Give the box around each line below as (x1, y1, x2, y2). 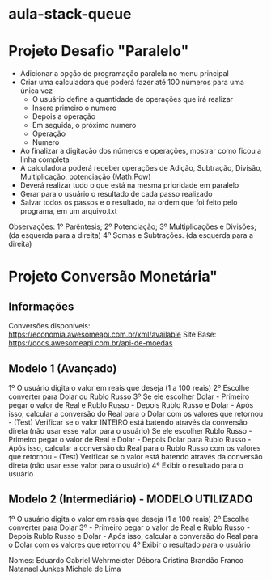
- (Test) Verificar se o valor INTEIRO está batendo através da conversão (8, 417, 248, 427)
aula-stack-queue (8, 5, 132, 23)
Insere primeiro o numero (32, 103, 117, 113)
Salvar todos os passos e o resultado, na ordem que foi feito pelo (19, 197, 238, 207)
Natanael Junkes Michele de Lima (8, 564, 121, 574)
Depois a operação (32, 112, 95, 121)
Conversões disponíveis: (8, 321, 91, 331)
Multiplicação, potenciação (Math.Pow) (19, 171, 151, 182)
